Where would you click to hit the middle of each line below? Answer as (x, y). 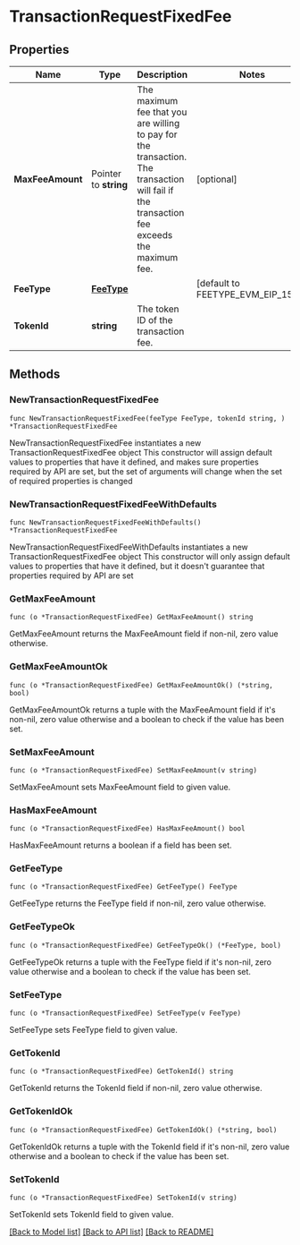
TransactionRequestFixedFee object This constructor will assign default (141, 452)
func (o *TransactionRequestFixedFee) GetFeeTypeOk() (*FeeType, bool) (145, 945)
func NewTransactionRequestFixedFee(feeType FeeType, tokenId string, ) (147, 418)
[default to (218, 283)
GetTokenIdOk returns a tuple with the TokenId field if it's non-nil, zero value (150, 1147)
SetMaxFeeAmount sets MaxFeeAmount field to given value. (120, 787)
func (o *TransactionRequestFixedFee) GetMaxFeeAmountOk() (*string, (142, 685)
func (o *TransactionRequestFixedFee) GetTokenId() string (121, 1071)
